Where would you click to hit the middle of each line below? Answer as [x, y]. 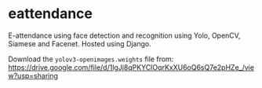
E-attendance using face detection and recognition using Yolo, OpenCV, [124, 35]
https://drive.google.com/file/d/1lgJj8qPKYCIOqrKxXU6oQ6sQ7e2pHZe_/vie [131, 67]
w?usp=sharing [33, 75]
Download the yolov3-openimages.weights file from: [91, 59]
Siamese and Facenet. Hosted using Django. [80, 43]
